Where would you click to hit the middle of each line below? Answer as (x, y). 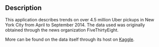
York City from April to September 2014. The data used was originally (75, 25)
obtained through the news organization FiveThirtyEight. (62, 30)
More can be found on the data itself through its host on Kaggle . (70, 39)
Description (23, 8)
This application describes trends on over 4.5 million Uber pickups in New (80, 19)
